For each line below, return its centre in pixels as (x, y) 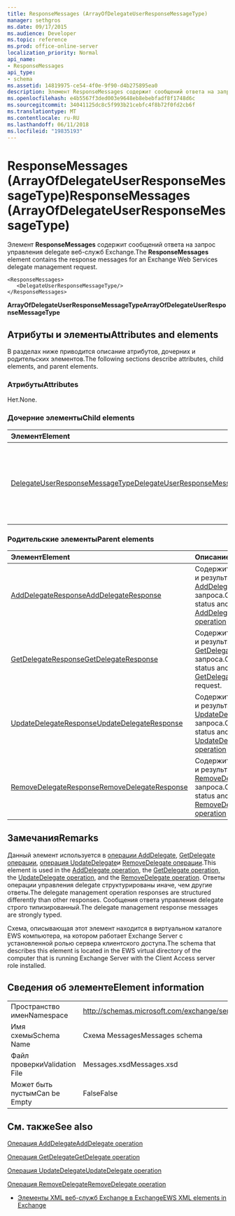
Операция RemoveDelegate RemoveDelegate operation (87, 1184)
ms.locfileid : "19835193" (45, 131)
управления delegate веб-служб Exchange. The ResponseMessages (108, 252)
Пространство (35, 1006)
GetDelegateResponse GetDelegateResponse (85, 660)
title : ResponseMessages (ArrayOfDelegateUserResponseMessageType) (108, 14)
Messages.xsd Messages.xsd (130, 1064)
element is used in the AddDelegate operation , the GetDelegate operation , (114, 870)
